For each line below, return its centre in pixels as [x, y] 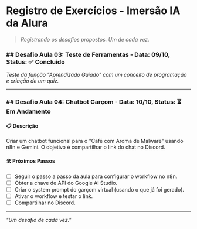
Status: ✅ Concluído [36, 61]
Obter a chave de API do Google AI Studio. [66, 183]
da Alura [27, 23]
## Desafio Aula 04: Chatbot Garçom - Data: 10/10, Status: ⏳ [94, 102]
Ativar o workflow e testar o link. [54, 196]
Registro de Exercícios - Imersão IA [93, 11]
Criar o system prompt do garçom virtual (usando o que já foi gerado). [99, 189]
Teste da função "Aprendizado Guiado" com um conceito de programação [96, 75]
